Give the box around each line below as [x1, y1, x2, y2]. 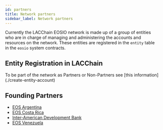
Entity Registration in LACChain [5, 59, 103, 67]
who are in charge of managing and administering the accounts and [5, 35, 142, 40]
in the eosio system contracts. [5, 45, 66, 51]
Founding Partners [5, 91, 63, 100]
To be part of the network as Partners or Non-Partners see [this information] [5, 72, 159, 78]
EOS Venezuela [12, 120, 43, 126]
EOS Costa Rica [12, 110, 44, 115]
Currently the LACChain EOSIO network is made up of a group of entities [5, 30, 151, 36]
